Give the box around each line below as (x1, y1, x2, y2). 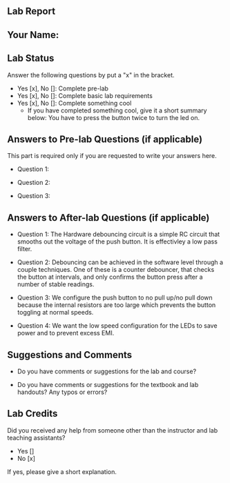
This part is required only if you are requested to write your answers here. (7, 152, 218, 160)
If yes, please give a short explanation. (7, 467, 117, 475)
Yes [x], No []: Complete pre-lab (17, 84, 109, 92)
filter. (17, 245, 32, 253)
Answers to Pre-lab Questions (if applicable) (7, 133, 202, 145)
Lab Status (7, 52, 55, 64)
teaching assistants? (7, 433, 66, 442)
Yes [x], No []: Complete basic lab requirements (17, 91, 153, 99)
